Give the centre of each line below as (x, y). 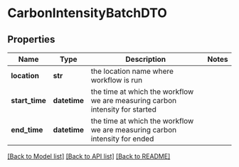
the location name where (132, 71)
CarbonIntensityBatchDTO (87, 13)
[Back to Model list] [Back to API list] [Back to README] (89, 156)
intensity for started (123, 109)
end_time (27, 130)
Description (145, 59)
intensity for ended (122, 139)
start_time (28, 101)
